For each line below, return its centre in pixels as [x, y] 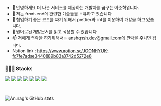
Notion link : [24, 51]
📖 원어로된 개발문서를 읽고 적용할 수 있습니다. [55, 32]
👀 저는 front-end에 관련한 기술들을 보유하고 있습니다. [62, 14]
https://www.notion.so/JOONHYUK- [73, 51]
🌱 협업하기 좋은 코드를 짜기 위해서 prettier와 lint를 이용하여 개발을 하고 [79, 20]
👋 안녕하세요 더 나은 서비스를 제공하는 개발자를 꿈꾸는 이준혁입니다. [76, 8]
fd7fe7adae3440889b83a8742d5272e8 [52, 56]
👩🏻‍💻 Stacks [19, 68]
